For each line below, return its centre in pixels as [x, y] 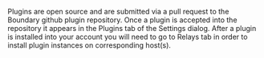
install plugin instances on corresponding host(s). [89, 45]
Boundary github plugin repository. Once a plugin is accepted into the [122, 20]
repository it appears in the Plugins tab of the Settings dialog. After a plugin [132, 28]
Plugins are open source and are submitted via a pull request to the [118, 12]
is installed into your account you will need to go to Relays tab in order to [128, 37]
